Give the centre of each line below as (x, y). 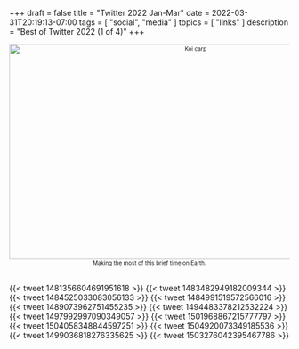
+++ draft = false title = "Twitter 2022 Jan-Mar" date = (110, 13)
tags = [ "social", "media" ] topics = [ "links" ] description (184, 22)
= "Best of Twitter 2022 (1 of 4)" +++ (77, 32)
